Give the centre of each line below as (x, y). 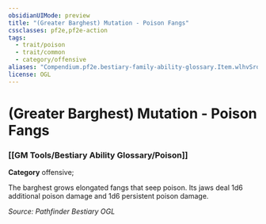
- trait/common (40, 52)
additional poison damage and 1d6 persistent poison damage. (108, 196)
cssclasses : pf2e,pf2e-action (58, 30)
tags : (17, 38)
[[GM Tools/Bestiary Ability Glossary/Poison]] (98, 155)
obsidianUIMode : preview (49, 15)
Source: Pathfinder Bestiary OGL (62, 211)
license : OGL (30, 74)
